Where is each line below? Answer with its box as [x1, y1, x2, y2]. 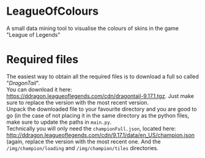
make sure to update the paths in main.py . [6, 118, 112, 126]
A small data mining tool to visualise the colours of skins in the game [6, 24, 179, 32]
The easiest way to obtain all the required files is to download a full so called [6, 72, 199, 80]
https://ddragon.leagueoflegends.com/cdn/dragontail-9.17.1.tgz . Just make [6, 92, 195, 99]
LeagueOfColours [6, 4, 99, 18]
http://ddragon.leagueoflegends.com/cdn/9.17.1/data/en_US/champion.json [6, 131, 195, 138]
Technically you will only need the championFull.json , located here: [6, 124, 176, 132]
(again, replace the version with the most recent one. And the [6, 138, 161, 145]
